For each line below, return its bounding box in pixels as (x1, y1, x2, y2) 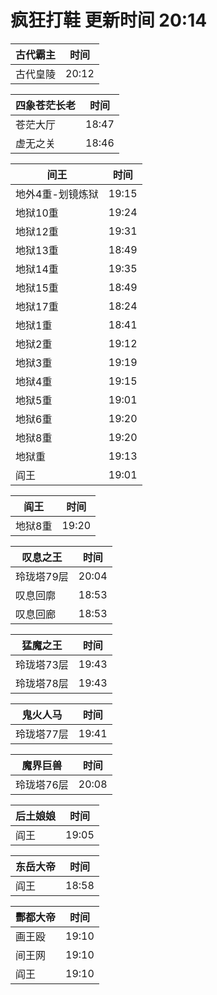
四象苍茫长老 (15, 98, 77, 112)
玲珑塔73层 (15, 657, 69, 671)
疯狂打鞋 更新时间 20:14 (10, 9, 208, 32)
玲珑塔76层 (15, 777, 69, 791)
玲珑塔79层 (15, 569, 69, 583)
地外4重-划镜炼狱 (15, 187, 99, 201)
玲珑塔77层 (15, 727, 69, 741)
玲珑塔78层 (15, 676, 69, 690)
